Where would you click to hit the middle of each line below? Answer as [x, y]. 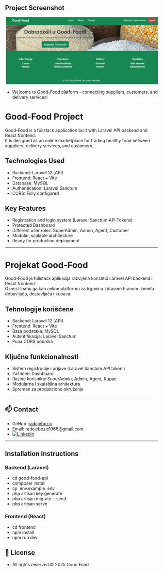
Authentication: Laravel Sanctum [45, 188]
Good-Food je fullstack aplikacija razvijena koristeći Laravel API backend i [79, 278]
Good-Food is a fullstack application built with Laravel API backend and [76, 130]
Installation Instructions [42, 454]
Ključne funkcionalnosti [42, 357]
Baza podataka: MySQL [35, 331]
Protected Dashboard [33, 225]
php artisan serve [30, 504]
